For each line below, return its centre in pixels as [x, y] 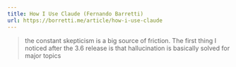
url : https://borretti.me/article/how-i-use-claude [85, 20]
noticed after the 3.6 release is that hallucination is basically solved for [127, 48]
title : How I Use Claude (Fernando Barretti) [75, 14]
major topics [43, 55]
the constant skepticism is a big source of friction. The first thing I [120, 40]
